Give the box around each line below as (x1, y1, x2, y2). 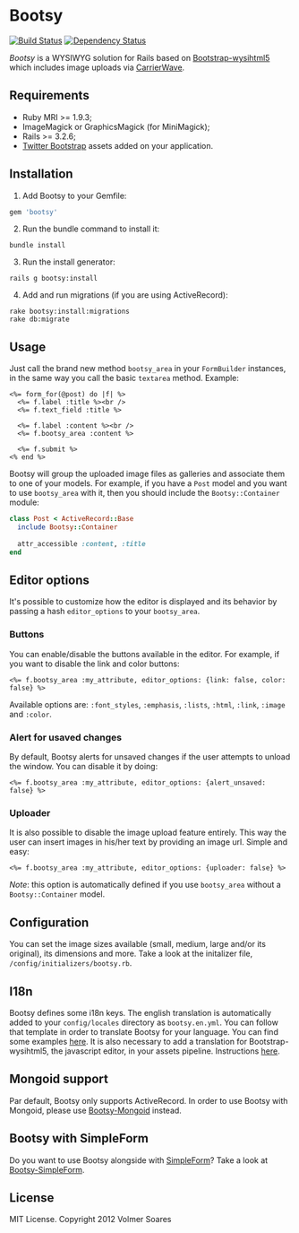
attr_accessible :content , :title (17, 539, 146, 548)
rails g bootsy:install (9, 274, 98, 283)
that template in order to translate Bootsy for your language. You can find (9, 1026, 279, 1037)
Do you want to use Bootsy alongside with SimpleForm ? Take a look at (9, 1154, 269, 1166)
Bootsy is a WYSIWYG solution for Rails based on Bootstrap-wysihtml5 (9, 52, 270, 63)
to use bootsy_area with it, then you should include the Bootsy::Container (9, 488, 280, 499)
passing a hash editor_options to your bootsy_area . (9, 606, 201, 617)
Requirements (9, 88, 90, 103)
